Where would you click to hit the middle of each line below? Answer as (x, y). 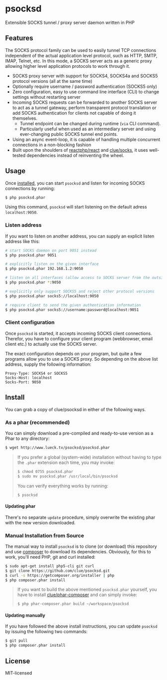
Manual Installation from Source (45, 535)
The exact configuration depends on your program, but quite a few (73, 353)
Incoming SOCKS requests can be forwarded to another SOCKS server (85, 102)
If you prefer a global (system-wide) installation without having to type (89, 457)
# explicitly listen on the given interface (52, 264)
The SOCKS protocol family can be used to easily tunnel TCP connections (81, 50)
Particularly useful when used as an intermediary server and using (88, 129)
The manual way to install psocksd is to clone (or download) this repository (81, 546)
